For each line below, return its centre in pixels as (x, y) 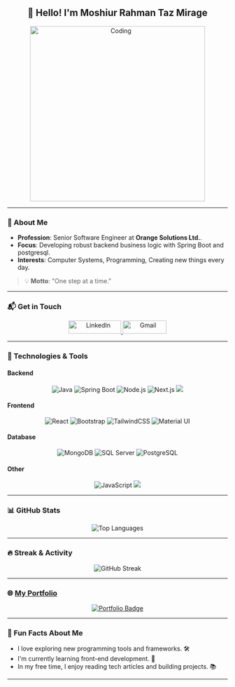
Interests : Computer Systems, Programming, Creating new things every (121, 260)
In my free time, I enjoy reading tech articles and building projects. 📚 (117, 667)
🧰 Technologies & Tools (48, 356)
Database (22, 437)
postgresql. (34, 252)
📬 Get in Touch (34, 307)
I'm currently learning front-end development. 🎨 (86, 659)
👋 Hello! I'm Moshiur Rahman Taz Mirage (117, 13)
